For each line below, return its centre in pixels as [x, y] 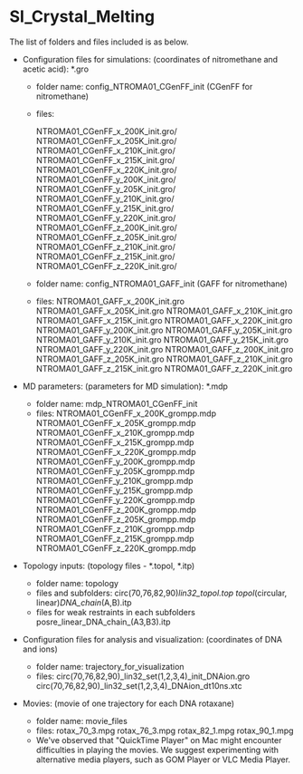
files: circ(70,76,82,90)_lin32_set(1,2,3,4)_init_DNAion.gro [143, 676]
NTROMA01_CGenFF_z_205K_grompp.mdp [116, 519]
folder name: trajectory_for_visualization [110, 666]
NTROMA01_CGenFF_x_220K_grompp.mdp [116, 451]
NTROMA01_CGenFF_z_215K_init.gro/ [105, 256]
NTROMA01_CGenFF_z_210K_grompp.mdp [115, 528]
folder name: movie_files [82, 721]
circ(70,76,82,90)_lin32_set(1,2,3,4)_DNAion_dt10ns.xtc [139, 685]
